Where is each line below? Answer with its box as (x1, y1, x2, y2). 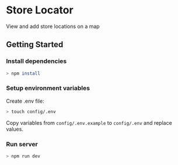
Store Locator (6, 3, 74, 17)
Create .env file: (6, 97, 45, 104)
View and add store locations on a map (6, 23, 100, 30)
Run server (6, 140, 38, 148)
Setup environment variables (6, 84, 90, 92)
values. (6, 125, 23, 132)
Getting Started (6, 40, 64, 50)
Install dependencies (6, 57, 67, 65)
